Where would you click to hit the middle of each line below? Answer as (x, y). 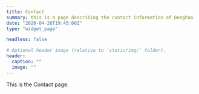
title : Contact (25, 12)
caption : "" (27, 61)
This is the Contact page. (38, 84)
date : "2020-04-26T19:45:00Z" (44, 23)
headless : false (27, 40)
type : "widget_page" (32, 29)
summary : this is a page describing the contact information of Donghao (100, 17)
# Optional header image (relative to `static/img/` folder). (86, 51)
